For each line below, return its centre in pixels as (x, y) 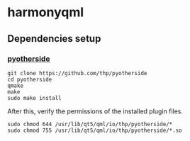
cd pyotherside (30, 79)
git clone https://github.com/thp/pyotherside (77, 73)
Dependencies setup (54, 39)
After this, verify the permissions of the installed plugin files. (95, 111)
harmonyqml (46, 12)
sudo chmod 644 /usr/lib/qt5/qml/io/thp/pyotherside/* (90, 124)
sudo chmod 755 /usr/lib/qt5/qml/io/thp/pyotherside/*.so (95, 130)
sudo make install (34, 98)
